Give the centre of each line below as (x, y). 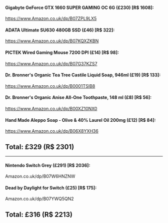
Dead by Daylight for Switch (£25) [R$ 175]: (51, 188)
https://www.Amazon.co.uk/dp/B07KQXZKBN (52, 41)
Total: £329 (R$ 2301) (40, 147)
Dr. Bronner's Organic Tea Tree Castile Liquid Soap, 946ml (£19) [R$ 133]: (83, 75)
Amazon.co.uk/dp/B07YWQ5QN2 (39, 199)
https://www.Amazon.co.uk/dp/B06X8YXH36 (52, 131)
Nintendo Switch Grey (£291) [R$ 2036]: (48, 165)
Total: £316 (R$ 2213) (39, 214)
